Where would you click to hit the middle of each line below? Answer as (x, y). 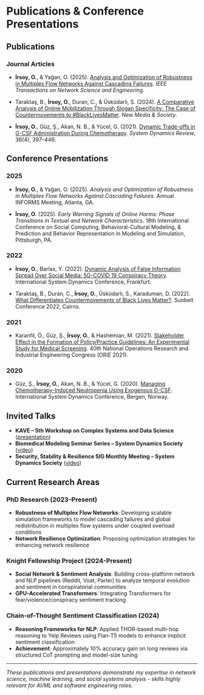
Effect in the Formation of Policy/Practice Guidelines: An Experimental (102, 342)
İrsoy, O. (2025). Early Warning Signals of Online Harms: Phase (95, 214)
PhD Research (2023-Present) (52, 499)
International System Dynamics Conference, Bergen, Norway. (92, 397)
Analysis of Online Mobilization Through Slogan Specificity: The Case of (105, 108)
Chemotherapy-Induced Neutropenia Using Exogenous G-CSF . (94, 390)
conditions (28, 532)
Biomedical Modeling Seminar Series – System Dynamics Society (99, 444)
